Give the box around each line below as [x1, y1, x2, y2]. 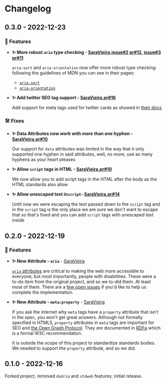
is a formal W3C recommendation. [11, 330, 83, 336]
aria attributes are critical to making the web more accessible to [11, 268, 144, 274]
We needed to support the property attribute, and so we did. [11, 345, 136, 351]
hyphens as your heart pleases [11, 156, 76, 162]
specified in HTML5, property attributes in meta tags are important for [11, 319, 155, 325]
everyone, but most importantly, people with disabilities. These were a [11, 273, 157, 279]
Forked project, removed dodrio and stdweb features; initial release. [4, 373, 143, 379]
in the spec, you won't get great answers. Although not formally [11, 314, 143, 320]
